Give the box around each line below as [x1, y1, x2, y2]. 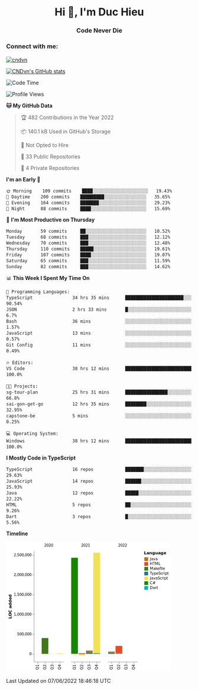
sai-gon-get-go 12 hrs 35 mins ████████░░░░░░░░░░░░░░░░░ [6, 401, 192, 407]
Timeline [6, 530, 28, 537]
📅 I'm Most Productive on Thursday [6, 216, 95, 223]
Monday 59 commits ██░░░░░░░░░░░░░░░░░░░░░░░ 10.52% [6, 229, 170, 235]
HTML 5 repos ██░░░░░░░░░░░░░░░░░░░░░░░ [6, 502, 192, 508]
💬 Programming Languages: [6, 289, 70, 295]
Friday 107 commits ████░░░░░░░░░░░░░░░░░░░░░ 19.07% [6, 252, 170, 258]
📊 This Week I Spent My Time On [6, 275, 90, 282]
